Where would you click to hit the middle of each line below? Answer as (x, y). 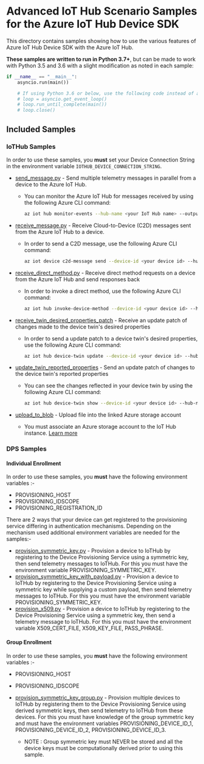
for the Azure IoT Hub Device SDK (93, 24)
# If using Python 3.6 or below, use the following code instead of (106, 93)
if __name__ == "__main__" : (42, 77)
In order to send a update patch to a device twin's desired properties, (111, 338)
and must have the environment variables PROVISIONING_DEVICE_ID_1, (104, 723)
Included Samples (41, 129)
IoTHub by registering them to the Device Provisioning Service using (100, 704)
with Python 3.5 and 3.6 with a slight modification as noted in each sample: (100, 66)
